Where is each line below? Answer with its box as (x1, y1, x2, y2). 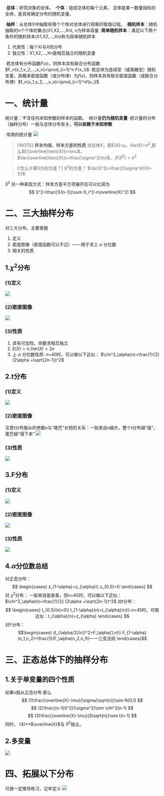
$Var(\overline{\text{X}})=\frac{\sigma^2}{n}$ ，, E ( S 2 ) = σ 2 (17, 154, 137, 161)
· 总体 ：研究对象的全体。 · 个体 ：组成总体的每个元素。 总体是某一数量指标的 (5, 5, 156, 10)
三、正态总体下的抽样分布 (5, 654, 109, 666)
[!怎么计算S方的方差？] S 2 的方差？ (17, 164, 87, 171)
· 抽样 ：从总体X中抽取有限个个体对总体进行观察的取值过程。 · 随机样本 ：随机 (5, 22, 158, 27)
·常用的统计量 (5, 131, 33, 137)
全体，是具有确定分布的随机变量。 (5, 11, 74, 17)
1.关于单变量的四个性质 (5, 675, 75, 684)
